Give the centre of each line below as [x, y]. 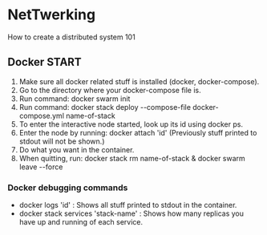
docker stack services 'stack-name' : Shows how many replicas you [131, 213]
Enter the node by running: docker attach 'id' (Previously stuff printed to [138, 132]
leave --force [41, 167]
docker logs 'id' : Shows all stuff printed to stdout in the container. [128, 205]
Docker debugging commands [68, 188]
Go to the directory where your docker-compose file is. [110, 90]
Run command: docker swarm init [75, 99]
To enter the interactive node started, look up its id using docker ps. [131, 124]
